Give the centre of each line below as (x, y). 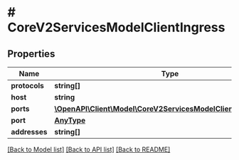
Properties (31, 54)
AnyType (70, 120)
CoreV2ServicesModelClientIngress (116, 27)
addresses (29, 132)
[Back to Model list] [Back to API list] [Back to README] (89, 149)
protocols (28, 86)
